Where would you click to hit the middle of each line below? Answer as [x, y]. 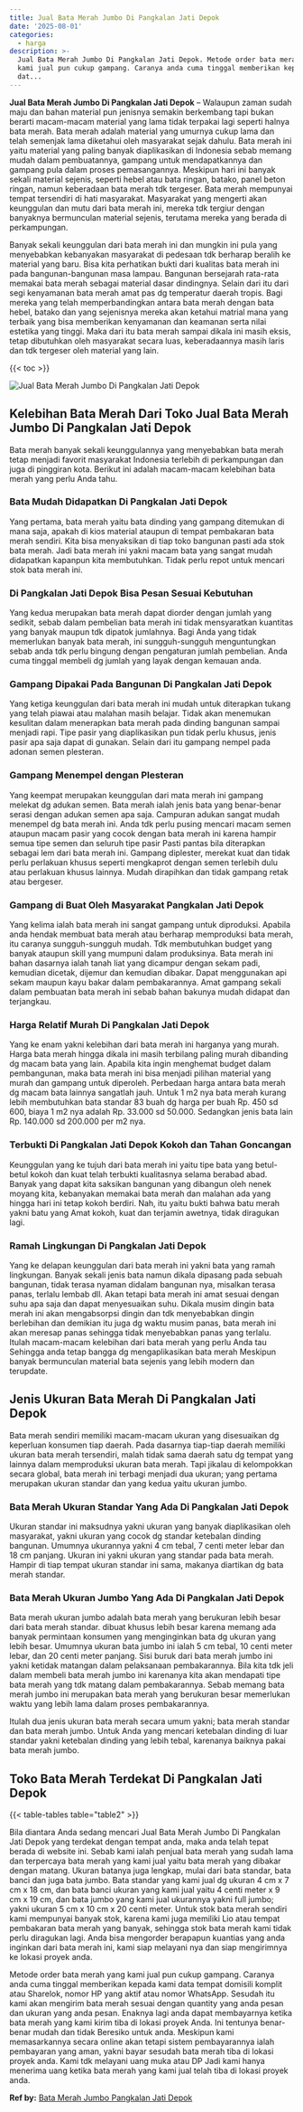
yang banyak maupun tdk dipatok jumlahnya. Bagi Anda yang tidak [133, 632]
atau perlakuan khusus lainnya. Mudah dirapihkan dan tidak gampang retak [149, 872]
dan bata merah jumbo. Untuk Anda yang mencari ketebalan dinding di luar [149, 1731]
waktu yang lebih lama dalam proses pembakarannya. [110, 1704]
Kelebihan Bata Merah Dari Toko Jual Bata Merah [149, 414]
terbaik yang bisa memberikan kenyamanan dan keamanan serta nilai [138, 321]
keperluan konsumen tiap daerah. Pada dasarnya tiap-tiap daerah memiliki [147, 1445]
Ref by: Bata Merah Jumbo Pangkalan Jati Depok [101, 2098]
